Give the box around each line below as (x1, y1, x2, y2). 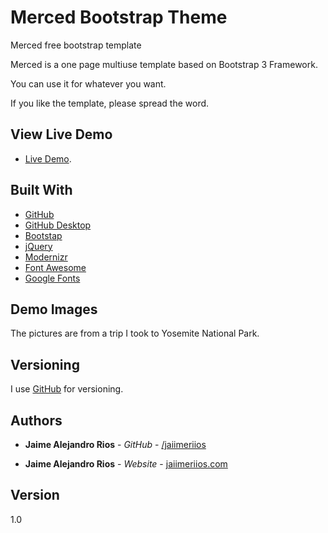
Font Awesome (24, 261, 87, 273)
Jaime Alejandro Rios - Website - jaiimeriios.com (24, 458, 228, 470)
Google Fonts (24, 272, 81, 284)
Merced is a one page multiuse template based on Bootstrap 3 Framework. (10, 58, 318, 70)
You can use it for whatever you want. (10, 77, 167, 90)
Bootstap (24, 229, 63, 241)
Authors (10, 412, 63, 429)
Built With (10, 182, 73, 199)
